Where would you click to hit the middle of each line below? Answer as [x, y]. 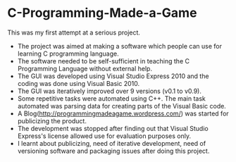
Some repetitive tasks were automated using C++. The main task [112, 98]
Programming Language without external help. [85, 68]
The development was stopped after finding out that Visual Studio [113, 128]
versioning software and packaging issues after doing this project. [113, 151]
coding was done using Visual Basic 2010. [79, 83]
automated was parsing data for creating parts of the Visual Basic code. [122, 106]
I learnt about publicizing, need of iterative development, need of [112, 143]
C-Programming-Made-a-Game [102, 13]
